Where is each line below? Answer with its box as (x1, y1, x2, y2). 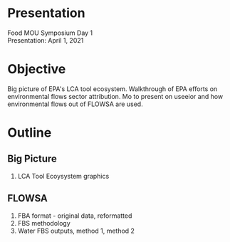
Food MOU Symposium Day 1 (7, 28, 93, 37)
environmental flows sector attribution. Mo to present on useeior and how (7, 92, 224, 100)
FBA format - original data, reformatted (17, 211, 132, 220)
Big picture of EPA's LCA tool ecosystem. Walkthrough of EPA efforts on (7, 84, 218, 93)
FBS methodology (17, 219, 71, 227)
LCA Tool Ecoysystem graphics (17, 172, 110, 180)
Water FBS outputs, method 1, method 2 (17, 226, 135, 235)
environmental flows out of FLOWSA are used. (7, 100, 144, 108)
